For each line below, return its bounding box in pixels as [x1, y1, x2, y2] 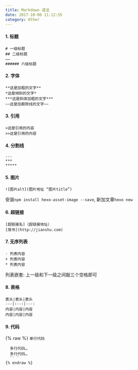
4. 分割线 [5, 142, 24, 149]
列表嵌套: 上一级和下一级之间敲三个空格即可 [5, 272, 97, 278]
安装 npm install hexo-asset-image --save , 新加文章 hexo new [5, 196, 133, 203]
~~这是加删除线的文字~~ [5, 102, 49, 107]
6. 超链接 [5, 209, 24, 215]
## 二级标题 [5, 52, 28, 57]
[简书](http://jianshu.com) [5, 227, 64, 232]
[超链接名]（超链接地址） [5, 221, 52, 227]
